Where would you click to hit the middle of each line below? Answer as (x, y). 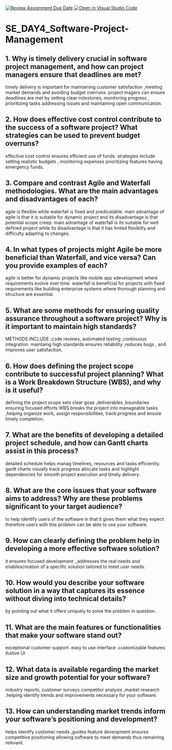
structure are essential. (30, 294)
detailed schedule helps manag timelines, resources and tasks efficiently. (83, 463)
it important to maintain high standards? (71, 326)
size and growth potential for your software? (78, 677)
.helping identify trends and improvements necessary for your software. (81, 695)
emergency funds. (25, 167)
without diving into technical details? (66, 599)
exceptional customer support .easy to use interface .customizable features (85, 648)
